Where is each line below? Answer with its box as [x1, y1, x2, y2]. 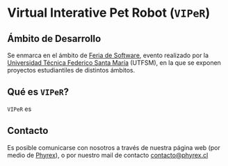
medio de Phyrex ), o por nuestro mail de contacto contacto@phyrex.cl [7, 151, 209, 159]
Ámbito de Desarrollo [7, 33, 101, 45]
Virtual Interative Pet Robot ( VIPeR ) [7, 5, 211, 21]
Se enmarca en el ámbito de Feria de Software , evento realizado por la [7, 51, 209, 59]
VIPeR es [7, 105, 32, 113]
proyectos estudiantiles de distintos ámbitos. [7, 66, 136, 74]
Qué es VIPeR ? [7, 86, 70, 98]
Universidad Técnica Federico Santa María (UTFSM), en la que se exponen [7, 59, 221, 67]
